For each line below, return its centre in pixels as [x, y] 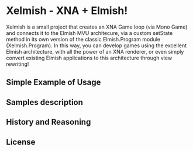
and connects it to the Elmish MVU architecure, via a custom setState [89, 33]
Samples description [45, 102]
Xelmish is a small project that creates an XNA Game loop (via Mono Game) [97, 27]
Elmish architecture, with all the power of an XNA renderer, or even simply [95, 51]
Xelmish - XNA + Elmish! [67, 11]
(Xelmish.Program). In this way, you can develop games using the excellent [96, 45]
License [21, 142]
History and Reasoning [49, 122]
